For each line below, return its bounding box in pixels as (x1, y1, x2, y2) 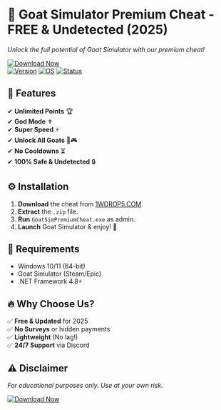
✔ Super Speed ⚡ (7, 125, 60, 134)
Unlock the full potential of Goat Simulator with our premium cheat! (7, 45, 205, 54)
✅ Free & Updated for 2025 (7, 317, 88, 326)
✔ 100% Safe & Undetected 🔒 (7, 157, 96, 166)
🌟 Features (7, 87, 56, 99)
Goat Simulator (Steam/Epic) (17, 269, 102, 278)
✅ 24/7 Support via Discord (7, 341, 90, 349)
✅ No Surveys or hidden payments (7, 325, 110, 334)
